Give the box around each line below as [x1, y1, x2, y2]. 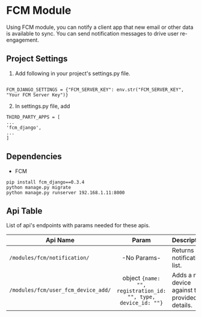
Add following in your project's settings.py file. [14, 70, 130, 77]
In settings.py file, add [14, 102, 70, 109]
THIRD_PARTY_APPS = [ [6, 114, 61, 120]
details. [172, 301, 192, 310]
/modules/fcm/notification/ [9, 254, 90, 262]
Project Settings [6, 54, 68, 64]
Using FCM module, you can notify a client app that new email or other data [6, 23, 194, 31]
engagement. [6, 36, 39, 43]
